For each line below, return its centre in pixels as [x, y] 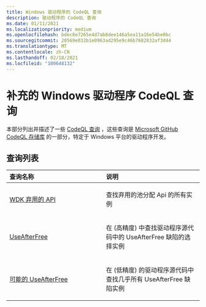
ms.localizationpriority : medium [49, 29]
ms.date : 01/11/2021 [33, 23]
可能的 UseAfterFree [39, 279]
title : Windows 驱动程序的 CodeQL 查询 [54, 12]
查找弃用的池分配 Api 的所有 [147, 195]
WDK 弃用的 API [33, 200]
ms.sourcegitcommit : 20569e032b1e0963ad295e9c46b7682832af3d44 [89, 41]
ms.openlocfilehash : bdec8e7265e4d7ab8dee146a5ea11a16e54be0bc [89, 35]
